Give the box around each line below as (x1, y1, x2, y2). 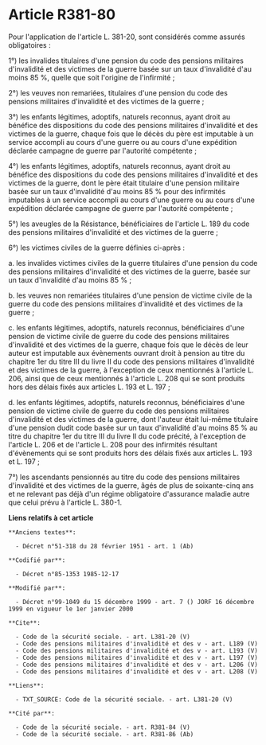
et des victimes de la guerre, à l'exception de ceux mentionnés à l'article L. (8, 365, 254, 375)
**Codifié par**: (8, 556, 66, 564)
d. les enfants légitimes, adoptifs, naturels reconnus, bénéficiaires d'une (8, 397, 245, 407)
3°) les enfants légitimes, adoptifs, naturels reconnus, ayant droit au (8, 111, 231, 121)
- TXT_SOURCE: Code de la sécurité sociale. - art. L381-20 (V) (15, 695, 233, 704)
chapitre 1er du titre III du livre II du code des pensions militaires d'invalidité (8, 357, 255, 366)
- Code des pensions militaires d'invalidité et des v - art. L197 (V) (15, 653, 259, 661)
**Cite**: (8, 618, 41, 626)
